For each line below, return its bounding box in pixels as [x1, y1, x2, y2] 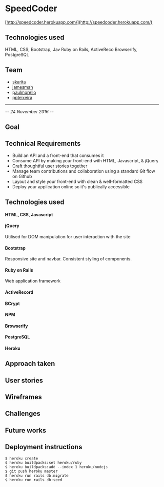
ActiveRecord [5, 289, 34, 295]
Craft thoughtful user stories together [12, 163, 88, 169]
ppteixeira [12, 94, 33, 101]
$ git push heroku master [5, 469, 58, 474]
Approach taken [5, 359, 55, 368]
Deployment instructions [5, 443, 82, 451]
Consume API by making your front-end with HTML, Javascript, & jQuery [12, 157, 159, 163]
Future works [5, 426, 46, 435]
